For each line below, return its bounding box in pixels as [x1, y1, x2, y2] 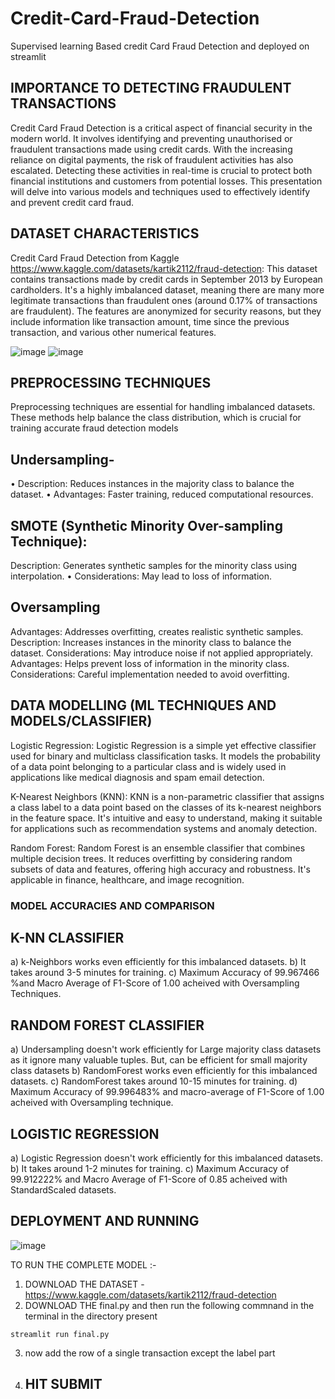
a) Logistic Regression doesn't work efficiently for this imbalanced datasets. [10, 1152, 323, 1164]
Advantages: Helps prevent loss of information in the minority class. [10, 657, 290, 669]
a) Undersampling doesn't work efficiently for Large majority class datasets [10, 1043, 322, 1056]
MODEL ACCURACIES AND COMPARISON [10, 898, 215, 912]
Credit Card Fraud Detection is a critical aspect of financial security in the [10, 122, 313, 134]
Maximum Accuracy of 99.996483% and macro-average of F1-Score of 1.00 [10, 1086, 325, 1098]
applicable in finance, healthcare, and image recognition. [10, 873, 245, 886]
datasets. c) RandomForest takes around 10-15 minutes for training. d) [10, 1075, 298, 1087]
